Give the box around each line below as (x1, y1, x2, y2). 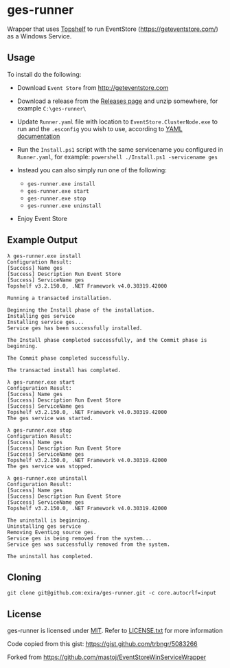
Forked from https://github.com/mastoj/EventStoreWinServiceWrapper (7, 653, 207, 661)
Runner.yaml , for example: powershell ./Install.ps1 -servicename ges (16, 152, 218, 161)
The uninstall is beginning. (7, 517, 91, 524)
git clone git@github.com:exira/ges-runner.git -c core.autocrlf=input (7, 590, 216, 597)
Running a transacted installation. (7, 295, 112, 301)
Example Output (7, 234, 78, 246)
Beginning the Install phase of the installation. (7, 306, 155, 314)
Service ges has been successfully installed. (7, 325, 143, 332)
